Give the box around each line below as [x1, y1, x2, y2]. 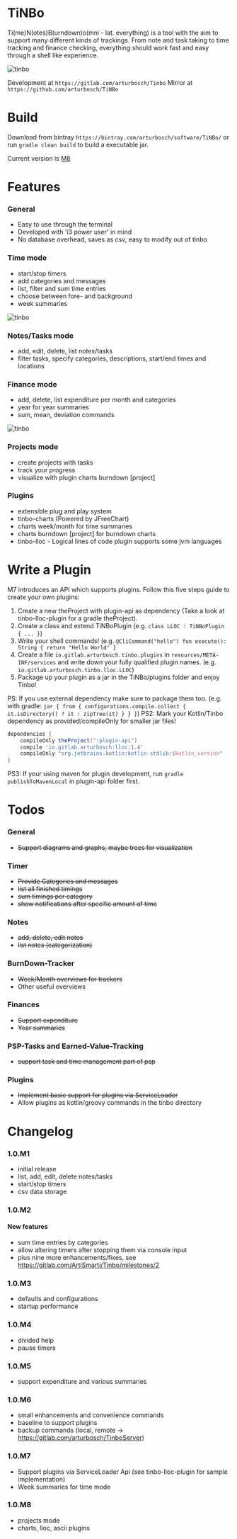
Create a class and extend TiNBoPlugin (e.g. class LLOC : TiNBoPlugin [17, 621, 225, 630]
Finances [7, 1000, 40, 1010]
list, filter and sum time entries [17, 284, 106, 293]
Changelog [7, 1123, 74, 1140]
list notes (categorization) [17, 941, 93, 950]
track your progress [17, 465, 76, 474]
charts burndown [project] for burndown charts [17, 529, 156, 538]
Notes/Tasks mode [7, 331, 74, 341]
